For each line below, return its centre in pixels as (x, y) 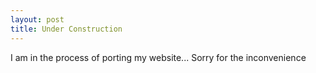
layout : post (37, 19)
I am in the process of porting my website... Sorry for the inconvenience (158, 57)
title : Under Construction (66, 29)
